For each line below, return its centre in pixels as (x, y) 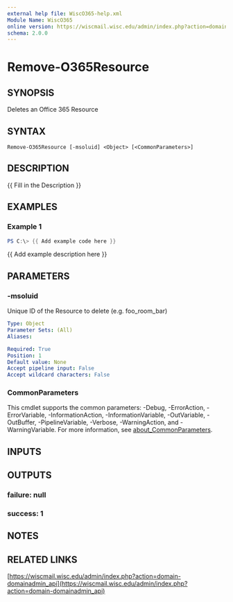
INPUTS (24, 452)
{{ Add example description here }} (57, 255)
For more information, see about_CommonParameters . (135, 430)
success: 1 (25, 514)
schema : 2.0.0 (28, 33)
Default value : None (37, 362)
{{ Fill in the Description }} (44, 185)
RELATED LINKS (42, 559)
